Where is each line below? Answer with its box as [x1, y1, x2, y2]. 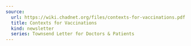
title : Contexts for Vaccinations [11, 20, 97, 26]
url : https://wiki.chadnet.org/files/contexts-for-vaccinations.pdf [11, 14, 186, 20]
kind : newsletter [11, 25, 54, 32]
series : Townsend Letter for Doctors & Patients [11, 31, 135, 37]
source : [5, 8, 25, 15]
